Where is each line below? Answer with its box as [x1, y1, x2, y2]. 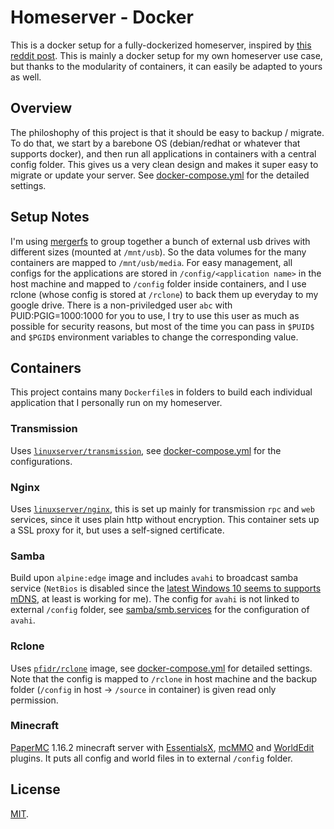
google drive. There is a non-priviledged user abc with [10, 299, 233, 311]
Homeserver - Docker [10, 6, 194, 29]
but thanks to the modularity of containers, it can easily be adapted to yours [10, 60, 323, 72]
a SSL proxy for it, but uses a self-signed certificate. [10, 524, 225, 536]
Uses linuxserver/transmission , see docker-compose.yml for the [10, 444, 282, 456]
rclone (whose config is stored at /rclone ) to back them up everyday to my [10, 288, 319, 300]
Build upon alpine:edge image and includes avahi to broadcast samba [10, 572, 299, 584]
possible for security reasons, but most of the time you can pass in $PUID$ [10, 320, 315, 332]
